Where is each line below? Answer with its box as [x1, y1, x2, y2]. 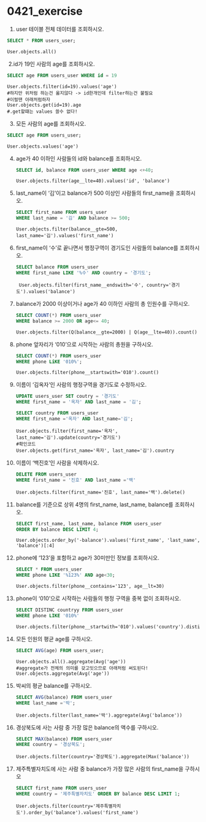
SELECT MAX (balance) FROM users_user [15, 736, 113, 742]
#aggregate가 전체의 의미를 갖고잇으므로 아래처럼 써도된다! [15, 665, 149, 671]
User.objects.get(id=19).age [7, 102, 82, 108]
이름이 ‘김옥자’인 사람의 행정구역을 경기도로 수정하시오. [15, 381, 147, 389]
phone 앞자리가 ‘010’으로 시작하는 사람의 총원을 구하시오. [15, 340, 154, 348]
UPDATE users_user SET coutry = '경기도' [15, 394, 120, 400]
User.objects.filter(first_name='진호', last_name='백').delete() [15, 489, 186, 495]
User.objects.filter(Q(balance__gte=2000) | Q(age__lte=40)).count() [15, 329, 198, 335]
